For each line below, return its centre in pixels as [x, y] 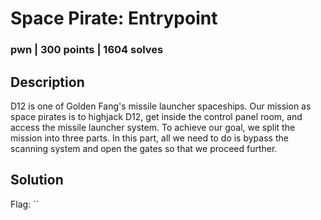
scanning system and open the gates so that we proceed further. [144, 148]
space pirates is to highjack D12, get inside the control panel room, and [156, 116]
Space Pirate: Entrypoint [114, 18]
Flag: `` [25, 204]
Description [47, 82]
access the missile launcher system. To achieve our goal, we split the [153, 127]
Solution [37, 180]
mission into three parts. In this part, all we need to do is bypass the [149, 138]
